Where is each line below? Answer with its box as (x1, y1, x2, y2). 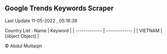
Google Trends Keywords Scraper (5, 4, 114, 13)
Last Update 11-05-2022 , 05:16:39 (5, 17, 77, 23)
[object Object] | (5, 33, 39, 39)
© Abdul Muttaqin (5, 43, 43, 49)
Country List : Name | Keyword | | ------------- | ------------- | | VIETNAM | (5, 28, 162, 34)
